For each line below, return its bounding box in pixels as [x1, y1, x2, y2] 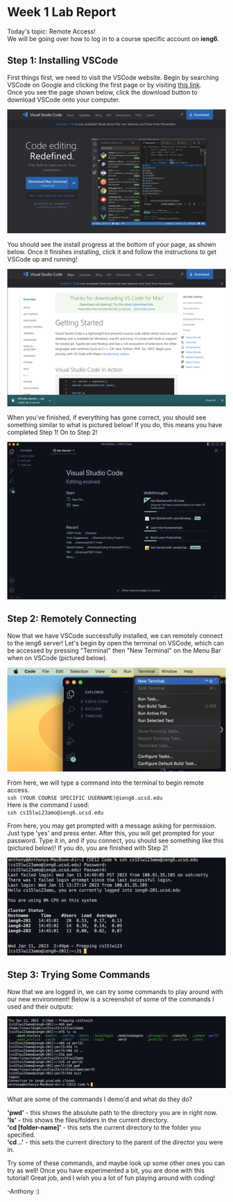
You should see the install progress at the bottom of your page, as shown [7, 241, 216, 249]
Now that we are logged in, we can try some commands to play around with [7, 987, 223, 995]
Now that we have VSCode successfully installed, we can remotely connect [7, 631, 223, 640]
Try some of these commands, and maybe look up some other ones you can [7, 1159, 225, 1167]
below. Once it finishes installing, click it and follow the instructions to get [7, 248, 217, 256]
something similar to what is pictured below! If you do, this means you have [7, 421, 223, 429]
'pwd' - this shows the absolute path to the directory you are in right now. [7, 1108, 218, 1116]
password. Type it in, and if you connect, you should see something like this [7, 836, 224, 844]
